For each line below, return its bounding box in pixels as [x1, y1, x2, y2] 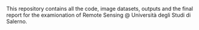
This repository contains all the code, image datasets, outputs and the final [6, 5, 193, 12]
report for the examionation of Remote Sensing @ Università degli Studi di [6, 11, 191, 19]
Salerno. [6, 18, 27, 25]
